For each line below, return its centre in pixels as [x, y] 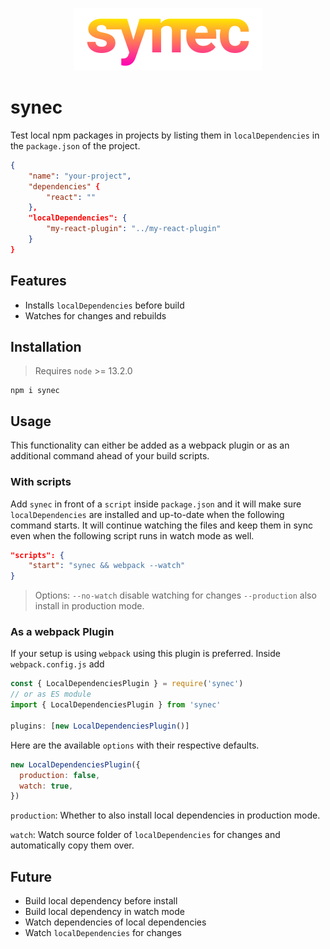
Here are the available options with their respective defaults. [135, 745]
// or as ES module [51, 694]
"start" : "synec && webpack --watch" [107, 566]
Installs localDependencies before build [104, 305]
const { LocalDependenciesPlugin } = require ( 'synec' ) [127, 684]
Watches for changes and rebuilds [95, 315]
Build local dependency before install [101, 901]
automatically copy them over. [72, 845]
